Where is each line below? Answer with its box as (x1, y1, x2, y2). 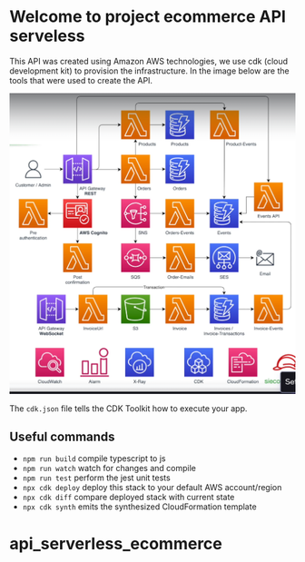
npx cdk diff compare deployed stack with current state (22, 492, 235, 503)
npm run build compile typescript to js (22, 453, 166, 464)
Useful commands (9, 429, 115, 445)
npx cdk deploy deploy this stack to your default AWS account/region (22, 482, 282, 493)
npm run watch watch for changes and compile (22, 463, 197, 474)
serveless (9, 25, 85, 46)
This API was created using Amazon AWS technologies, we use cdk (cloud (9, 55, 289, 66)
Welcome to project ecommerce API (9, 6, 286, 27)
